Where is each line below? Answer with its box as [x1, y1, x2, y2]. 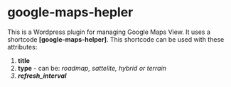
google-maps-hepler [7, 4, 134, 21]
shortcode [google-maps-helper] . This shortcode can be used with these [7, 35, 225, 43]
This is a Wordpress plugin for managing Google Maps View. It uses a [7, 28, 211, 36]
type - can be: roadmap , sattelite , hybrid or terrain [17, 64, 167, 72]
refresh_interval [17, 71, 67, 80]
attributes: [7, 42, 38, 51]
